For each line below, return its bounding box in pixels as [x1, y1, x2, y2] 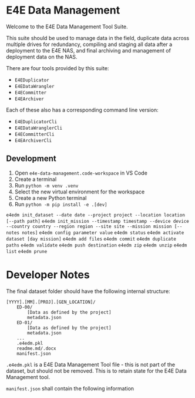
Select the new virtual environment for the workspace [14, 188, 145, 195]
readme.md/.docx [16, 346, 57, 351]
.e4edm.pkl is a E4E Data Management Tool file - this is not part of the [6, 361, 175, 368]
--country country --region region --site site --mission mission [6, 223, 172, 229]
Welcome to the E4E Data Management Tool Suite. [6, 23, 128, 30]
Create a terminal [14, 175, 57, 183]
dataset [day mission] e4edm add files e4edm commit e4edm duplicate [6, 236, 176, 242]
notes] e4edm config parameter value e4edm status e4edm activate [21, 229, 184, 236]
